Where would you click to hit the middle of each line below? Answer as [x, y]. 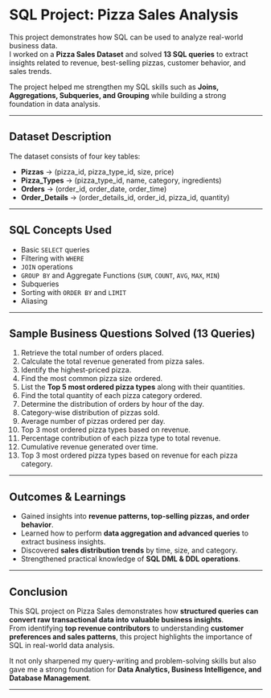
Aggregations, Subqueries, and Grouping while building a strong [118, 95]
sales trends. [31, 71]
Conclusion [39, 591]
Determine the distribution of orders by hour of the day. [112, 404]
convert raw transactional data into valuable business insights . [117, 620]
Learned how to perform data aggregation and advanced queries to [134, 533]
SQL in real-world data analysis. [62, 645]
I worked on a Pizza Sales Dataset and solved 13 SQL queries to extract [129, 54]
